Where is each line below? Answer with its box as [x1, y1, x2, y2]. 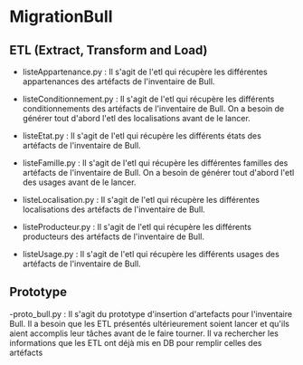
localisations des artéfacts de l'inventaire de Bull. [22, 204, 205, 215]
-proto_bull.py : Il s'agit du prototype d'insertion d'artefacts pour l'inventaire [9, 308, 292, 319]
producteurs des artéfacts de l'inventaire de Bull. [22, 231, 205, 242]
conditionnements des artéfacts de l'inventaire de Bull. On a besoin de [22, 103, 285, 114]
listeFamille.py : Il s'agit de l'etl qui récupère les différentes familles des [22, 158, 289, 168]
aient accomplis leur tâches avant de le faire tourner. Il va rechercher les [9, 328, 279, 339]
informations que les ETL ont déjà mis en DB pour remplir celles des [9, 337, 262, 348]
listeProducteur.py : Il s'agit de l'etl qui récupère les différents [22, 222, 251, 232]
